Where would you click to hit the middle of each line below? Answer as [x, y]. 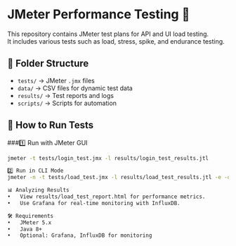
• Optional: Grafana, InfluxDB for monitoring [80, 235]
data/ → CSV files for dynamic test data [75, 88]
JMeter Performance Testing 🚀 [99, 14]
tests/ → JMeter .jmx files [56, 80]
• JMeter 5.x [29, 222]
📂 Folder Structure [48, 64]
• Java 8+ [25, 229]
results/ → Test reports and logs [66, 95]
